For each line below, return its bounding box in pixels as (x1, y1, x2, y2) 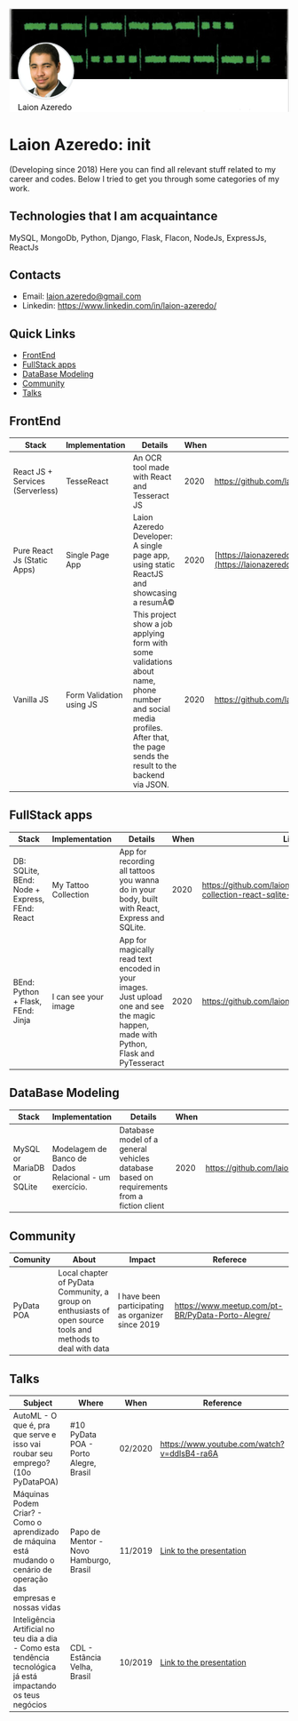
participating (118, 1301, 164, 1311)
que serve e (12, 1429, 57, 1439)
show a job (132, 619, 173, 629)
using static (132, 559, 176, 570)
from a (119, 1190, 144, 1201)
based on (119, 1172, 153, 1182)
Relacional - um (51, 1172, 111, 1182)
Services (12, 476, 46, 487)
